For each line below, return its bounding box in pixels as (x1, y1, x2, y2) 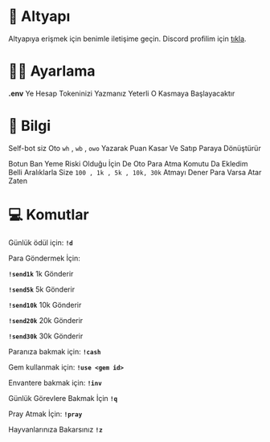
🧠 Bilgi (8, 117, 51, 135)
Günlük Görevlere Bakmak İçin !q (8, 393, 118, 403)
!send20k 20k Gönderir (8, 315, 84, 325)
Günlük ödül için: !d (8, 237, 74, 248)
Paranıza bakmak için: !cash (8, 346, 101, 356)
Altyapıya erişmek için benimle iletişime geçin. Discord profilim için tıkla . (8, 34, 247, 43)
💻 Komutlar (8, 206, 90, 223)
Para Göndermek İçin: (8, 253, 80, 263)
